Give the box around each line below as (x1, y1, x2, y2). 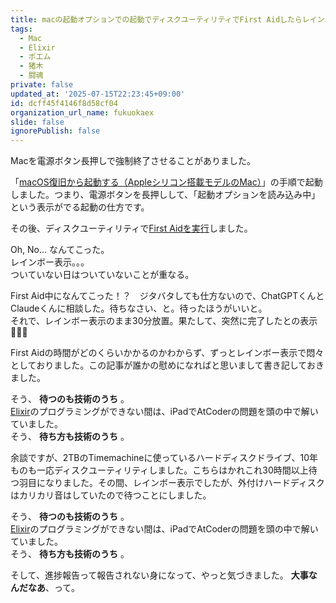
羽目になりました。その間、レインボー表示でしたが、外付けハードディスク (18, 477, 325, 489)
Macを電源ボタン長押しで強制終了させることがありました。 (10, 155, 257, 167)
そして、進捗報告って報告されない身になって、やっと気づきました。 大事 (10, 569, 309, 581)
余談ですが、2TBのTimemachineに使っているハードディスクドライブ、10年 (10, 452, 318, 464)
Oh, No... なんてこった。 (10, 244, 110, 256)
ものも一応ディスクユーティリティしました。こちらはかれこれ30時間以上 (10, 464, 309, 476)
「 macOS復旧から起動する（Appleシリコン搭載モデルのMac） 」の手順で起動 (10, 176, 323, 188)
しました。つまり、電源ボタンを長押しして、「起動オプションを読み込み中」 (10, 189, 321, 201)
